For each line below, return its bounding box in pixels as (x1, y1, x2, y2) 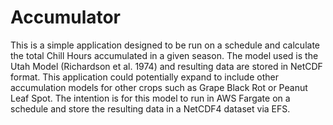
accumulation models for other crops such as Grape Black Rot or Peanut (10, 81, 308, 93)
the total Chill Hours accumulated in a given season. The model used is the (10, 49, 319, 61)
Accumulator (10, 6, 122, 29)
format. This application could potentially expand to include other (10, 71, 279, 83)
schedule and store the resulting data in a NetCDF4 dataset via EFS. (10, 102, 291, 115)
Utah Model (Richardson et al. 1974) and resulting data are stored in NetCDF (10, 60, 323, 72)
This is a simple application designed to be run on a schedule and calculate (10, 39, 320, 51)
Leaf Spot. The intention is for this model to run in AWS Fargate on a (10, 92, 291, 104)
